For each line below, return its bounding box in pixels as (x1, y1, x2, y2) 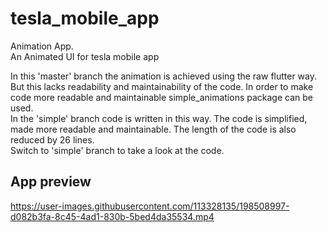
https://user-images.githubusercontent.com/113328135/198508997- (10, 200, 290, 212)
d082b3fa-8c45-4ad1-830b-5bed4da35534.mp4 (10, 210, 215, 222)
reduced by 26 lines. (10, 133, 95, 146)
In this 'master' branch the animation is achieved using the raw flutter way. (10, 70, 318, 82)
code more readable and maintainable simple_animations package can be (10, 91, 313, 103)
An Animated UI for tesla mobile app (10, 50, 160, 62)
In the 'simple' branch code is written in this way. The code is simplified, (10, 112, 308, 124)
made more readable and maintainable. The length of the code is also (10, 123, 297, 135)
